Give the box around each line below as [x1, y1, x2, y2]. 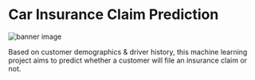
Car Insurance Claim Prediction [8, 6, 219, 24]
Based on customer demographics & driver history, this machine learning [8, 47, 248, 56]
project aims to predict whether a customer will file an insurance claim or [8, 55, 248, 65]
